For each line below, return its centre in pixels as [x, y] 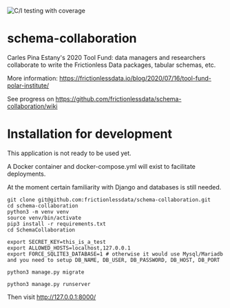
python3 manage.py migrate [46, 272]
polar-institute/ [28, 85]
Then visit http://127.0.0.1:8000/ [52, 297]
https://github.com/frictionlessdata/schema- [118, 99]
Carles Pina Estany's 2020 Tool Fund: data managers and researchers [106, 57]
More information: [33, 78]
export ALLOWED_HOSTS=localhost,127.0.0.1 [69, 248]
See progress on [31, 99]
